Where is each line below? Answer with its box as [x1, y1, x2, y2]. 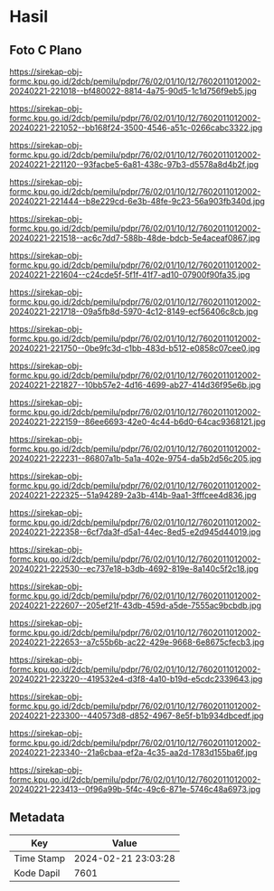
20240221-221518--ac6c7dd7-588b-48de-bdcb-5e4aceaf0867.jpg [9, 232, 260, 243]
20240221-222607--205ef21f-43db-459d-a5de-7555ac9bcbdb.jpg [9, 600, 262, 611]
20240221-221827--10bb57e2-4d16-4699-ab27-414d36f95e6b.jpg [9, 380, 261, 390]
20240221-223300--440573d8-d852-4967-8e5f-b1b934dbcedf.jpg [9, 710, 264, 721]
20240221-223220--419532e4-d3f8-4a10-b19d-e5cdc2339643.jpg [9, 674, 263, 684]
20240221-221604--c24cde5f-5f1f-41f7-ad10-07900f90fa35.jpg [9, 270, 250, 280]
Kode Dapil [14, 867, 61, 879]
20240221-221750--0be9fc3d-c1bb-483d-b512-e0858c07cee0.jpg [9, 343, 260, 354]
